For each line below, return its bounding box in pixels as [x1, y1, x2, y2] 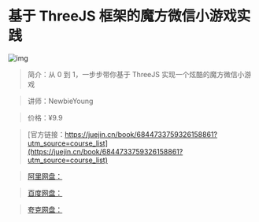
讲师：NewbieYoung [27, 96, 94, 105]
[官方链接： [27, 129, 65, 139]
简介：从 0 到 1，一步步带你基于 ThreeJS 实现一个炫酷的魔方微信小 [27, 69, 245, 79]
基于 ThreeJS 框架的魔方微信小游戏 [8, 7, 238, 25]
